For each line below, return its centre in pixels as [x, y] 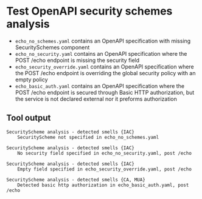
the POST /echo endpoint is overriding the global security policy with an [105, 73]
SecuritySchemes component [52, 47]
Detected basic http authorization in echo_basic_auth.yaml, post [103, 185]
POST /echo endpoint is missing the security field [77, 60]
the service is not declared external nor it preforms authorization [96, 99]
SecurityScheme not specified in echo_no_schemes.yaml [88, 137]
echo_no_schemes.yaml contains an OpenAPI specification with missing [103, 41]
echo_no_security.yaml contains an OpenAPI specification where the [101, 53]
